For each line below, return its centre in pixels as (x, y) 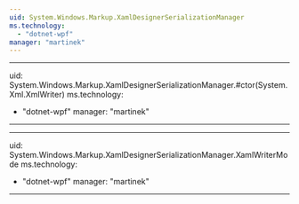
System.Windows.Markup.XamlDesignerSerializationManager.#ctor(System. (149, 85)
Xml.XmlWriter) (37, 95)
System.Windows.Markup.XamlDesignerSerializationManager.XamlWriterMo (149, 155)
